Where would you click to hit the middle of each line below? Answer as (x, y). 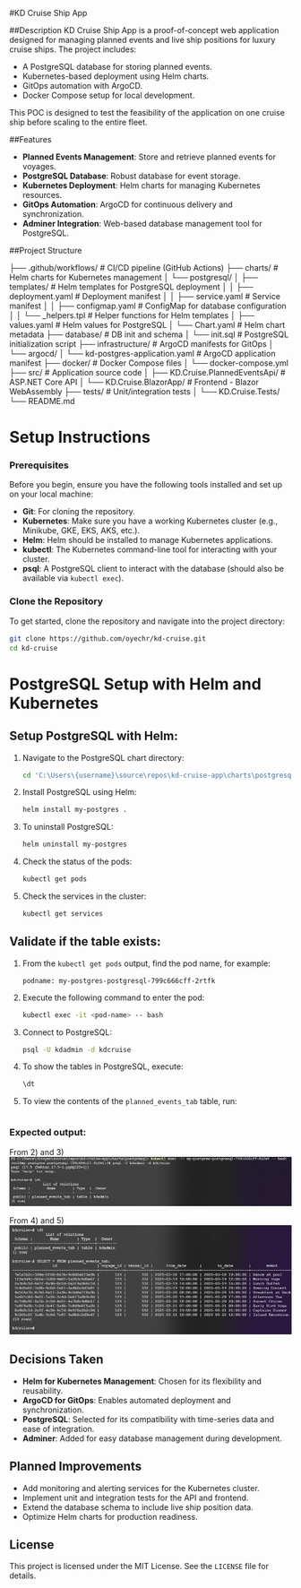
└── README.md (42, 401)
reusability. (43, 1390)
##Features (30, 139)
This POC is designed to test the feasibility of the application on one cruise (147, 112)
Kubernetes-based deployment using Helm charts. (116, 76)
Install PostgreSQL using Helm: (79, 792)
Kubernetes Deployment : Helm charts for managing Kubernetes (142, 186)
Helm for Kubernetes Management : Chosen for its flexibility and (142, 1381)
